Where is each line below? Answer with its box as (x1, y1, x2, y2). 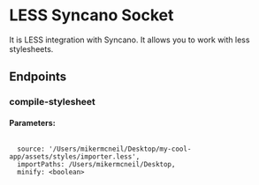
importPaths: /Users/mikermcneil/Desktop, (17, 160, 176, 169)
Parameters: (9, 117, 56, 128)
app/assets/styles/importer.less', (9, 152, 141, 161)
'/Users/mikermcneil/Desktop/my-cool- (48, 144, 192, 154)
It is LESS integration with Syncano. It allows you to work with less (9, 34, 250, 45)
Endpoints (9, 70, 67, 85)
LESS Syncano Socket (9, 5, 174, 26)
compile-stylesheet (9, 96, 95, 108)
